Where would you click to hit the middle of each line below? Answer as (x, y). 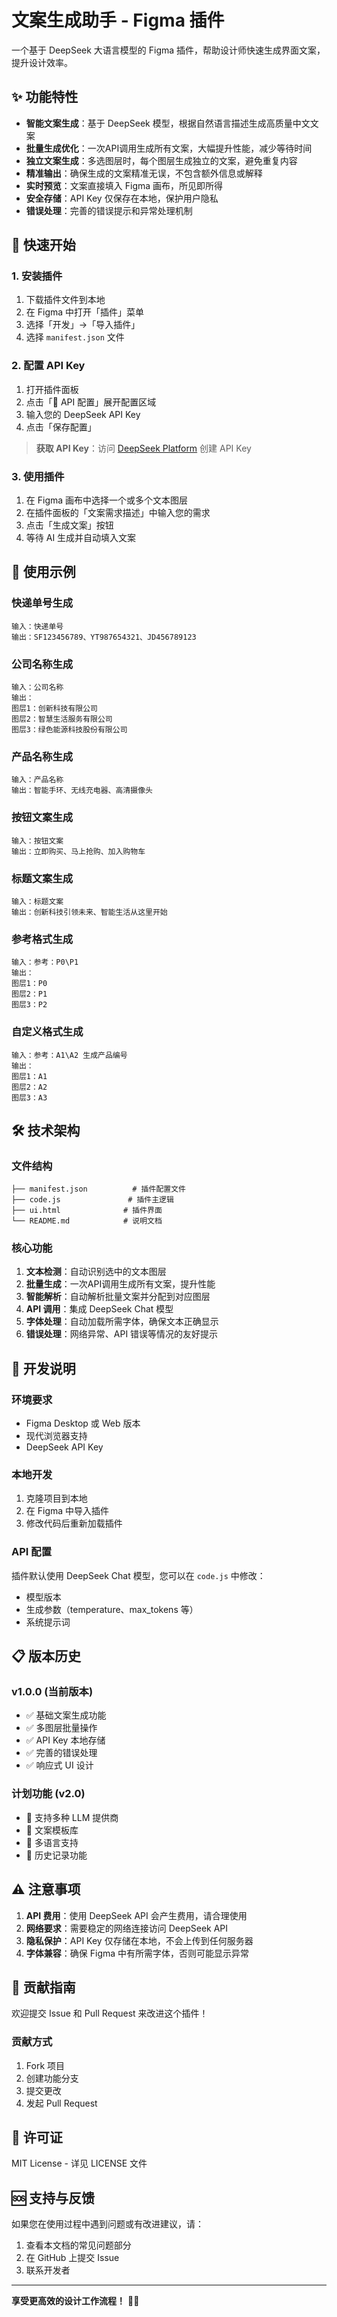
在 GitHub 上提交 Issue (72, 2258)
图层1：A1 (29, 1076)
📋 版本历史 (46, 1656)
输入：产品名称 (37, 780)
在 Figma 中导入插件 (67, 1511)
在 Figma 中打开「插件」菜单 (85, 312)
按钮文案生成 (42, 818)
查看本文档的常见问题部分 (78, 2245)
